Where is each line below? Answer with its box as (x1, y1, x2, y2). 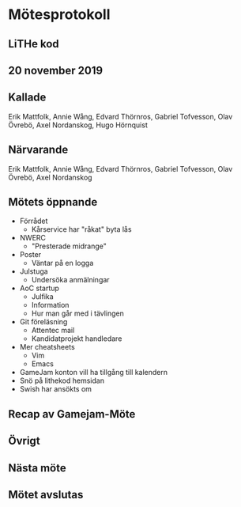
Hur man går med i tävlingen (31, 308, 125, 318)
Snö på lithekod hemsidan (19, 376, 105, 385)
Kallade (8, 91, 47, 104)
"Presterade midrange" (31, 241, 107, 251)
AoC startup (19, 283, 59, 293)
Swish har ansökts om (19, 384, 92, 394)
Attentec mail (31, 326, 75, 335)
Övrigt (8, 434, 41, 448)
